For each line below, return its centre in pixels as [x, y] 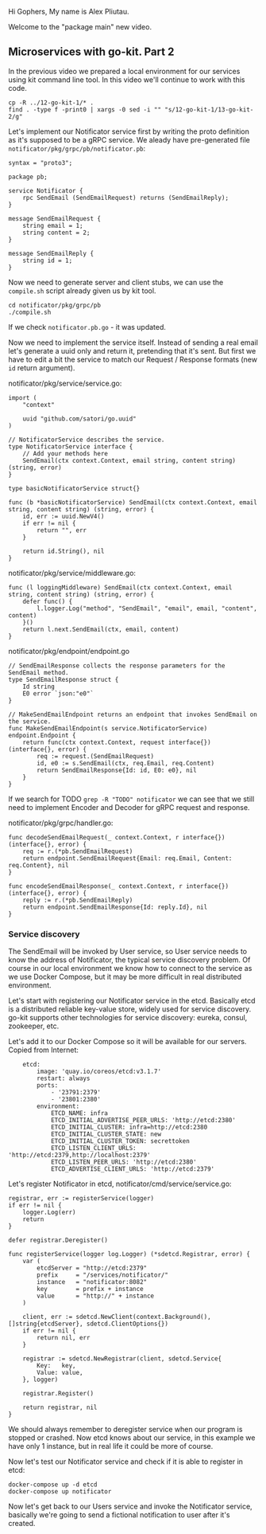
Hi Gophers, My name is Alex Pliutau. [69, 12]
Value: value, [60, 1373]
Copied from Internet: [44, 1050]
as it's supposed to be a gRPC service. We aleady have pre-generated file [129, 139]
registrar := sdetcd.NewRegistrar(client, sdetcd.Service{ [122, 1359]
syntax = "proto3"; [40, 162]
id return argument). [42, 368]
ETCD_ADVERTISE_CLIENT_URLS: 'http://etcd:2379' [133, 1169]
